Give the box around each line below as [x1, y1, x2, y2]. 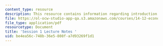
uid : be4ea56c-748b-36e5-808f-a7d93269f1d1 [5, 34, 95, 39]
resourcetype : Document [5, 25, 53, 30]
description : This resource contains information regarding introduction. [5, 11, 160, 16]
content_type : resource [5, 7, 53, 12]
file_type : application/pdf [5, 20, 62, 25]
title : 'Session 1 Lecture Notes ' [5, 29, 77, 34]
